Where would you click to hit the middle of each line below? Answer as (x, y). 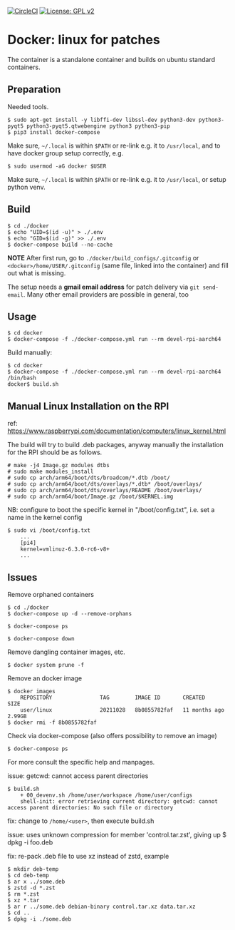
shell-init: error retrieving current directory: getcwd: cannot (119, 802)
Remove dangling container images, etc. (67, 652)
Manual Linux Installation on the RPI (88, 406)
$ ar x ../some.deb (36, 882)
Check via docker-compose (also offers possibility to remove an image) (112, 736)
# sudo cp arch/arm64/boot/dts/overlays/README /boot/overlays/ (105, 491)
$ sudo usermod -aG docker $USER (57, 166)
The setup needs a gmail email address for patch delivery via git (104, 287)
